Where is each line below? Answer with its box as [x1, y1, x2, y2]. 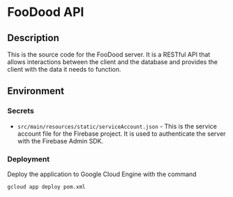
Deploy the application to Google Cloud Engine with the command [7, 170, 197, 178]
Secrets [7, 106, 35, 116]
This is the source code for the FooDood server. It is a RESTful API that [7, 50, 211, 58]
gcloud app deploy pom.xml [7, 183, 86, 190]
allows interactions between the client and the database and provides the [7, 58, 218, 66]
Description [7, 32, 59, 44]
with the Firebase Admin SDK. [17, 136, 103, 145]
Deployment [7, 154, 50, 164]
